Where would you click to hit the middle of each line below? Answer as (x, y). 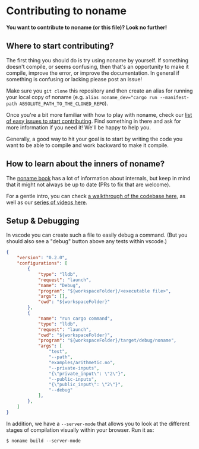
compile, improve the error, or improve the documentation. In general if (93, 73)
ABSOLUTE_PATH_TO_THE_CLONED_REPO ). (64, 103)
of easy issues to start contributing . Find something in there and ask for (94, 121)
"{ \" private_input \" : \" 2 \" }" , (87, 374)
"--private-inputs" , (74, 368)
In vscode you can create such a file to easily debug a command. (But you (97, 235)
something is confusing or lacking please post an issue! (74, 79)
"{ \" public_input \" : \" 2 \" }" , (86, 385)
